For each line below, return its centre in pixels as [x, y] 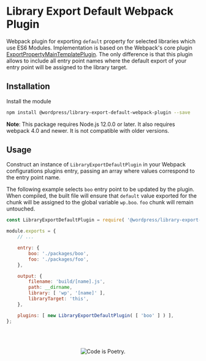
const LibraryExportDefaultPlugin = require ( [65, 220]
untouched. [21, 209]
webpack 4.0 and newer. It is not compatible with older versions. [88, 130]
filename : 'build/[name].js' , [67, 282]
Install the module [29, 101]
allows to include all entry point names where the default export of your [97, 61]
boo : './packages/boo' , [59, 253]
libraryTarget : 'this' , [59, 299]
